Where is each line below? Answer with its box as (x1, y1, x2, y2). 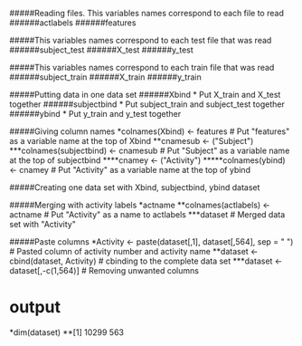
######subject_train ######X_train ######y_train (9, 72, 202, 82)
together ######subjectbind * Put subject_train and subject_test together (9, 99, 285, 110)
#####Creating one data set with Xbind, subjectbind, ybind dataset (9, 182, 260, 193)
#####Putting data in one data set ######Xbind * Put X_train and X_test (9, 90, 281, 100)
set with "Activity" (9, 219, 77, 229)
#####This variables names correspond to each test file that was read (9, 35, 272, 45)
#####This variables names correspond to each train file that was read (9, 62, 275, 72)
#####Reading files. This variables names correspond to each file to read (9, 8, 285, 18)
